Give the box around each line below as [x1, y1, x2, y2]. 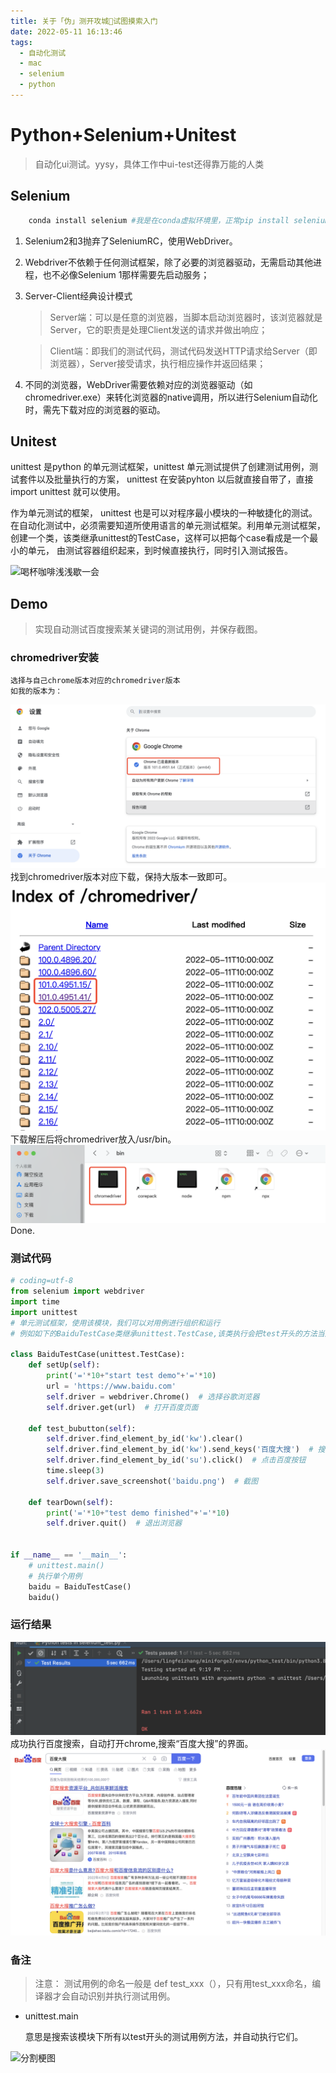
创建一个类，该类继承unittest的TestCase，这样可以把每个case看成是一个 [10, 532, 310, 544]
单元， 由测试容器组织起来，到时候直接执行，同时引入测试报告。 [27, 545, 293, 557]
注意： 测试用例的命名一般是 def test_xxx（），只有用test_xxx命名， [34, 1978, 313, 1990]
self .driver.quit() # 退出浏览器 [46, 1518, 183, 1529]
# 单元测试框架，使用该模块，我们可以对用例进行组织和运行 [10, 1318, 221, 1328]
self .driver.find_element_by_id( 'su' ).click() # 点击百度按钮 [46, 1455, 307, 1465]
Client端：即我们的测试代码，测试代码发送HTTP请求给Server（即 [49, 345, 318, 357]
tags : [10, 37, 33, 47]
